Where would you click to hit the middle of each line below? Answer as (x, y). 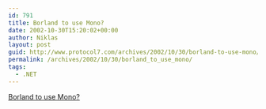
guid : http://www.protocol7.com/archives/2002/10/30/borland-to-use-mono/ (134, 52)
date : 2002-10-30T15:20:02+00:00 (63, 30)
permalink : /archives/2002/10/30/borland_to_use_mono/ (101, 60)
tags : (17, 67)
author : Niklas (33, 38)
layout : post (30, 45)
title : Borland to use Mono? (56, 23)
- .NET (26, 74)
